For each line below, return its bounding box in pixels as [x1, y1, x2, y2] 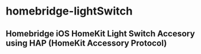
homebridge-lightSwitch [5, 4, 133, 18]
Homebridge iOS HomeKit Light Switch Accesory [5, 29, 196, 39]
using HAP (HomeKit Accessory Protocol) [5, 38, 167, 48]
